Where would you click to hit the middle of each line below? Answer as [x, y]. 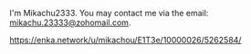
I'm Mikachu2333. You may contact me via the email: [109, 13]
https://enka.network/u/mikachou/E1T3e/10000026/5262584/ [125, 40]
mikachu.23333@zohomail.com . [70, 22]
